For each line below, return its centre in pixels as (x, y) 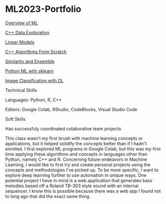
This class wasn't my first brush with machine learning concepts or (74, 138)
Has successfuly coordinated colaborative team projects (63, 129)
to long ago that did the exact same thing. (48, 196)
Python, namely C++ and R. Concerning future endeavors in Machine (76, 159)
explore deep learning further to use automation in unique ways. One (76, 175)
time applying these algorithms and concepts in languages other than (77, 154)
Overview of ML (22, 23)
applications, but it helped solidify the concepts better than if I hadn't (76, 143)
